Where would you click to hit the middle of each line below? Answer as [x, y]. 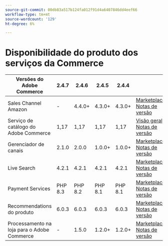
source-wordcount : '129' [31, 19]
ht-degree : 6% [20, 24]
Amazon [17, 109]
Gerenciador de [26, 144]
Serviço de [20, 121]
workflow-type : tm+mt [28, 14]
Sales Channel [24, 103]
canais [15, 151]
